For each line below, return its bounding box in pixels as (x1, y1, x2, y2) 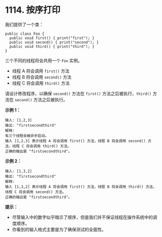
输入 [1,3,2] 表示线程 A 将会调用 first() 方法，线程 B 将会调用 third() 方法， (5, 184, 157, 189)
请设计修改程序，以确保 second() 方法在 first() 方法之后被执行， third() (5, 90, 152, 96)
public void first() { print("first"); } (9, 35, 95, 41)
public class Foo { (5, 31, 45, 36)
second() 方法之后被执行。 (14, 96, 68, 103)
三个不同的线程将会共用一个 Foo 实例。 (5, 57, 83, 64)
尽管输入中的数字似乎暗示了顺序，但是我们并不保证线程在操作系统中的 (12, 214, 153, 220)
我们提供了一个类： (5, 22, 44, 27)
